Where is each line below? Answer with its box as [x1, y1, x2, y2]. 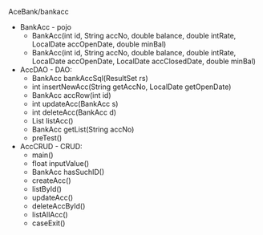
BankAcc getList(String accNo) [31, 124, 135, 134]
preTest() [31, 133, 63, 143]
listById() [31, 184, 62, 193]
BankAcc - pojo [19, 22, 72, 31]
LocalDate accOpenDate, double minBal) [31, 39, 167, 49]
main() [31, 150, 54, 160]
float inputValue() [31, 159, 90, 168]
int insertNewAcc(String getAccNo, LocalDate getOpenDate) [31, 82, 232, 91]
